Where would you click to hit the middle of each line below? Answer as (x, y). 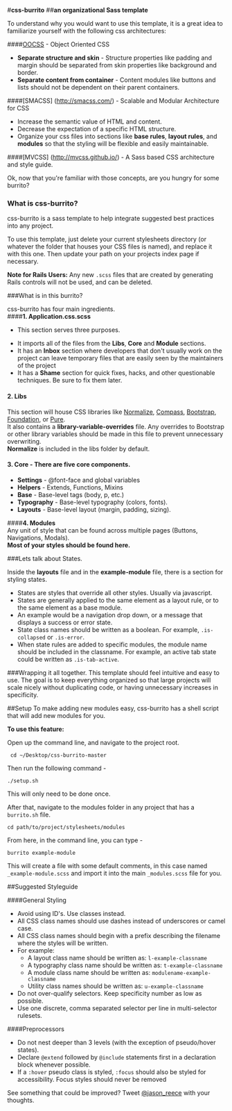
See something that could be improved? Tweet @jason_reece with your (109, 1092)
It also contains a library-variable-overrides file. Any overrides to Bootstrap (116, 426)
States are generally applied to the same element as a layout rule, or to (118, 600)
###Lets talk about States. (45, 558)
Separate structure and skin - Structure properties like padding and (115, 58)
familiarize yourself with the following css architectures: (87, 31)
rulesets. (30, 1015)
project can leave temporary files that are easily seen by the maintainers (120, 358)
